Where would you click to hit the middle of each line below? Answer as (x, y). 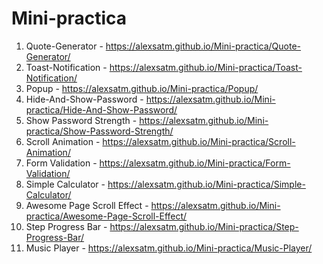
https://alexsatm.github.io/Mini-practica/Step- (204, 226)
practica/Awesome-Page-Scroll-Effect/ (106, 216)
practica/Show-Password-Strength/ (99, 131)
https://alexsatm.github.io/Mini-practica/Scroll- (199, 141)
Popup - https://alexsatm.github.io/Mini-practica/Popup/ (142, 88)
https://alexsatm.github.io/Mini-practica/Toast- (206, 67)
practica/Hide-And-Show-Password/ (101, 109)
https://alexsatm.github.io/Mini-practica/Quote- (203, 46)
